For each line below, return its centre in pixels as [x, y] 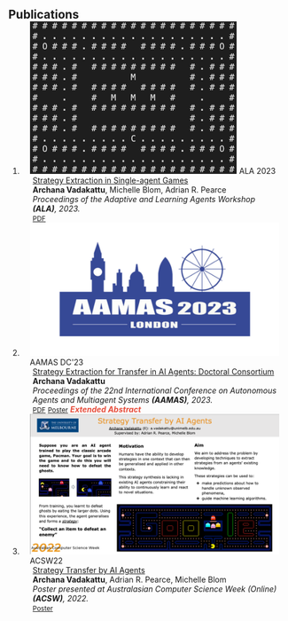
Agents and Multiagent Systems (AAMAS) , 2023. [123, 399]
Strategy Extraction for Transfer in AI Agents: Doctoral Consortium [153, 371]
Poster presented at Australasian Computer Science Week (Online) [155, 589]
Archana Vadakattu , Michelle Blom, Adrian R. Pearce [129, 190]
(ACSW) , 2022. [61, 598]
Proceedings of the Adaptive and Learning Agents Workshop [144, 199]
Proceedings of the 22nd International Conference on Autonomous [154, 390]
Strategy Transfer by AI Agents [89, 570]
